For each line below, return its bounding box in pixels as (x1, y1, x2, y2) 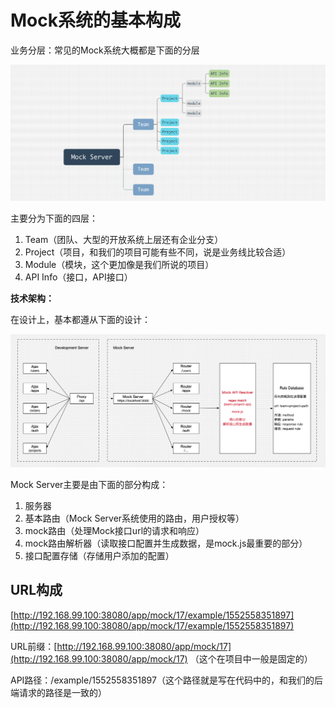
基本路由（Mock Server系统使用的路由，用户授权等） (24, 512, 245, 525)
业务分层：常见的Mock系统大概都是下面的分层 (10, 44, 200, 56)
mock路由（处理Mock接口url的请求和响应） (24, 525, 205, 537)
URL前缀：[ (10, 640, 58, 652)
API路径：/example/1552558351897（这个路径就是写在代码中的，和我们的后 (10, 674, 323, 686)
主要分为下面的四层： (10, 212, 98, 224)
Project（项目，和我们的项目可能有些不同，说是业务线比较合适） (24, 246, 292, 258)
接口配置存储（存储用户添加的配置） (24, 550, 175, 562)
